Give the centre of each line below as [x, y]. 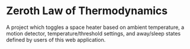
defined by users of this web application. [56, 40]
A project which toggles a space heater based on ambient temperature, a [95, 27]
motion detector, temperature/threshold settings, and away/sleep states [94, 33]
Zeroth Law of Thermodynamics [87, 11]
